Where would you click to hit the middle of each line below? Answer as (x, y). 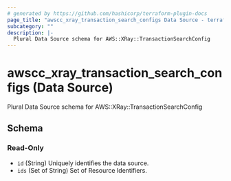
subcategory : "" (30, 26)
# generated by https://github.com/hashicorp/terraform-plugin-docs (107, 13)
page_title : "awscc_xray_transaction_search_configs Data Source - (106, 20)
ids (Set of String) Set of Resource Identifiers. (82, 170)
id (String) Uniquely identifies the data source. (83, 163)
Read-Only (26, 148)
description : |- (30, 33)
